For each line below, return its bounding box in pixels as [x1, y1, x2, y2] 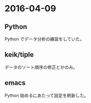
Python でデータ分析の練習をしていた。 [4, 36, 85, 42]
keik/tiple [4, 51, 34, 59]
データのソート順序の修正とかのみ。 [4, 64, 78, 70]
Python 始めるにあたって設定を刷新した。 [4, 92, 89, 98]
